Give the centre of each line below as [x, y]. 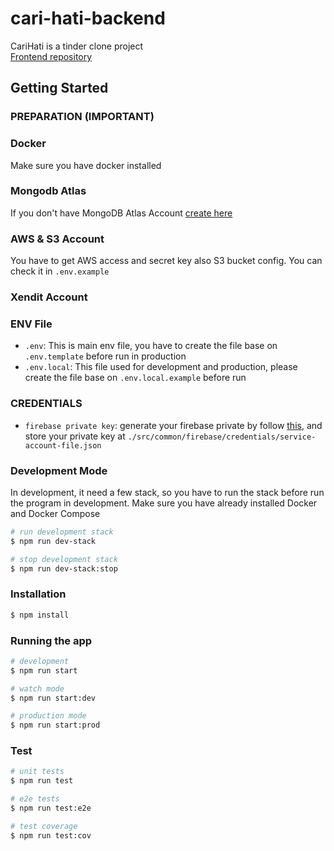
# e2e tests [35, 799]
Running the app [51, 640]
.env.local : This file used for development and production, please [161, 367]
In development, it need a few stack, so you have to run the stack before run [167, 492]
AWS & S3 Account [57, 239]
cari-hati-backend [88, 18]
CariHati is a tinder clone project [77, 46]
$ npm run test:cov [51, 835]
